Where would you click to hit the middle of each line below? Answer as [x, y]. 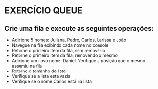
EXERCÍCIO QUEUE [44, 10]
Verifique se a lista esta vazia [41, 76]
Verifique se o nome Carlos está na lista [52, 81]
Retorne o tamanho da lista [39, 71]
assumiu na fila [27, 66]
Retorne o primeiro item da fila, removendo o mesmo [65, 55]
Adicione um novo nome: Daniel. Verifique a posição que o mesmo [79, 61]
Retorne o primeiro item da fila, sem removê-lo [59, 50]
